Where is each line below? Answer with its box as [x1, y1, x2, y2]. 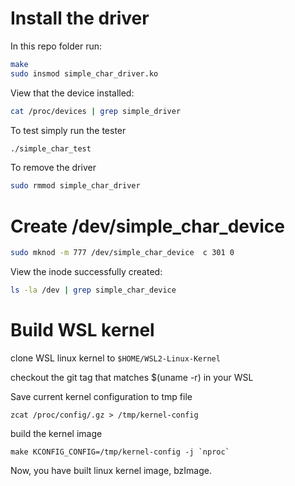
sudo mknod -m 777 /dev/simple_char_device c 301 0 [10, 248, 235, 258]
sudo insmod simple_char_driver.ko [10, 68, 159, 79]
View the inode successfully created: [10, 266, 163, 278]
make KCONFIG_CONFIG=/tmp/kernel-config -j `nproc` [10, 447, 230, 457]
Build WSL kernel [10, 319, 155, 342]
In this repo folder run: [10, 40, 103, 52]
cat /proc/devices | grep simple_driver [10, 106, 182, 116]
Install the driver [10, 7, 150, 30]
